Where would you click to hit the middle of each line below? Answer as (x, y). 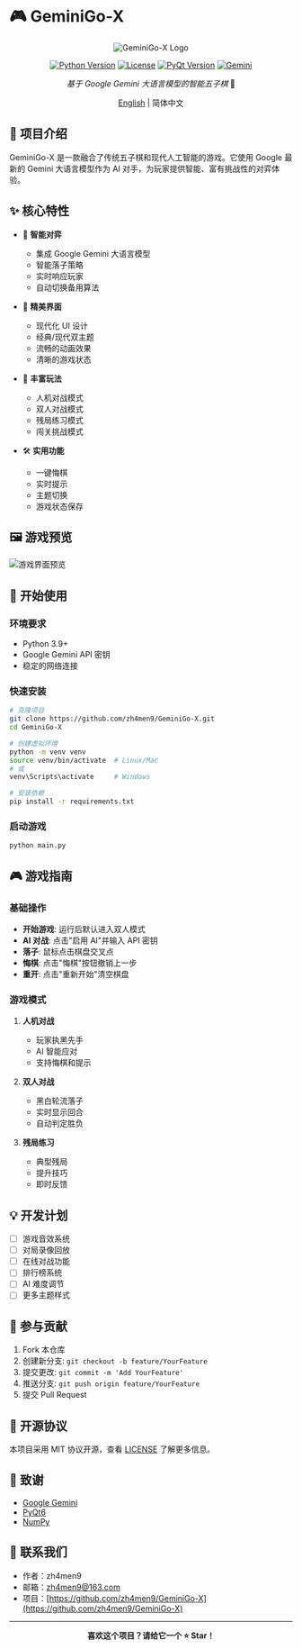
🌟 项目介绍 (38, 134)
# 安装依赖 (27, 793)
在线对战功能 (46, 1262)
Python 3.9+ (45, 644)
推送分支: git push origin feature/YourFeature (111, 1383)
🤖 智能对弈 (42, 234)
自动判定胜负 (59, 1123)
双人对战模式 (59, 409)
